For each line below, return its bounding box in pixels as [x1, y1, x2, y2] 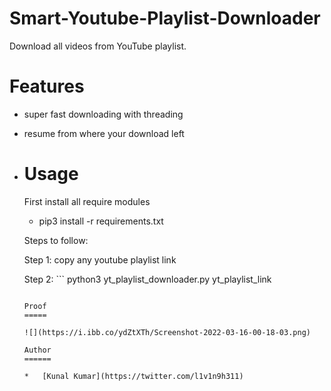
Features [9, 75, 85, 98]
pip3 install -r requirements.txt [38, 215, 164, 227]
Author [23, 345, 52, 355]
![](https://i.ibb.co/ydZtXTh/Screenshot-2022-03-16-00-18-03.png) [23, 327, 311, 337]
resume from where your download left [23, 127, 185, 139]
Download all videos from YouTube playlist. [9, 40, 187, 52]
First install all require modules [23, 195, 151, 207]
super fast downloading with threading [23, 108, 184, 120]
